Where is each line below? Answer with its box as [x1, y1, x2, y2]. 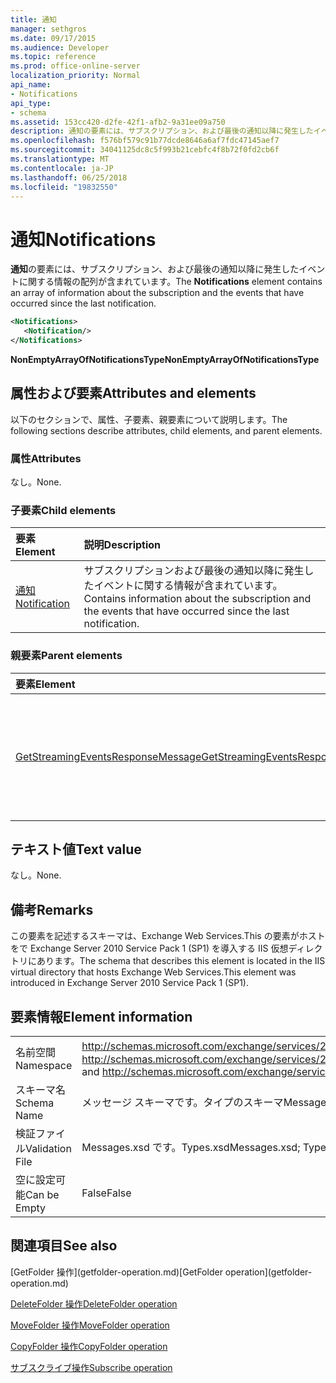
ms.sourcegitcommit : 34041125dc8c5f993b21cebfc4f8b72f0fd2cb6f [10, 145, 280, 155]
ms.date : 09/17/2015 [10, 33, 97, 43]
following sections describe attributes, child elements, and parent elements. [10, 424, 323, 436]
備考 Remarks [10, 901, 94, 918]
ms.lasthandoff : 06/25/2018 [10, 172, 128, 183]
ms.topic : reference [10, 52, 97, 62]
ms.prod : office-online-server [10, 61, 141, 71]
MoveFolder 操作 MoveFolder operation [10, 1319, 170, 1331]
